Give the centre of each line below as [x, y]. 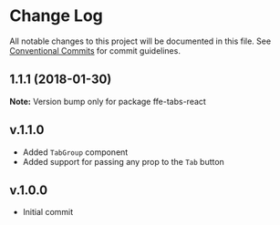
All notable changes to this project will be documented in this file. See [140, 41]
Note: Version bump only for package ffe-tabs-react [108, 101]
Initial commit [48, 212]
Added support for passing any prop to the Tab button [124, 161]
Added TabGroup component [75, 152]
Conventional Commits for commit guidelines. [95, 50]
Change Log [56, 16]
